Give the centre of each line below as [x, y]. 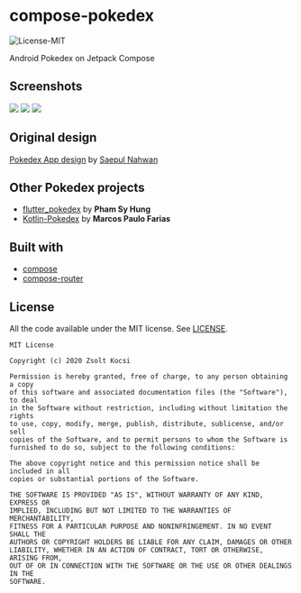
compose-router [53, 278]
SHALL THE [28, 534]
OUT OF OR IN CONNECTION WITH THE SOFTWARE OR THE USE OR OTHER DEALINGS [151, 566]
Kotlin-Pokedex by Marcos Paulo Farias [96, 219]
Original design [53, 137]
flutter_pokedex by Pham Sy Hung [87, 209]
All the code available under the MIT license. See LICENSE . [119, 328]
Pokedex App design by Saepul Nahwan [84, 160]
